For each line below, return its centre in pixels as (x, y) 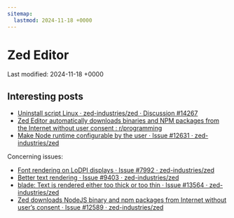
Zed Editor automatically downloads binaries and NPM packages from (118, 121)
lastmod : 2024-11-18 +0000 (53, 20)
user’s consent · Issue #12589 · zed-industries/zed (90, 207)
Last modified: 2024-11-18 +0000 (55, 74)
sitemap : (20, 14)
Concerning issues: (35, 157)
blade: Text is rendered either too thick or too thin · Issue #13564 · (112, 185)
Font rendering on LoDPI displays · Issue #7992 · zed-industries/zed (116, 170)
